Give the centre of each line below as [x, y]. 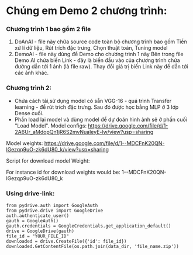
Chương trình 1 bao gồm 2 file [49, 29]
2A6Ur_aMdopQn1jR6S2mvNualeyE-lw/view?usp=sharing [84, 132]
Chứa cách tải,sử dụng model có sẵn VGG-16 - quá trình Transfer [93, 101]
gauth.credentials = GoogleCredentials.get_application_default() [89, 226]
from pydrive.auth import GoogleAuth [52, 206]
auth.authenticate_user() [37, 216]
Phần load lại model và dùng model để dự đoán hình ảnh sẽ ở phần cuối [101, 119]
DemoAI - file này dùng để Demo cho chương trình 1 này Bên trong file [99, 54]
